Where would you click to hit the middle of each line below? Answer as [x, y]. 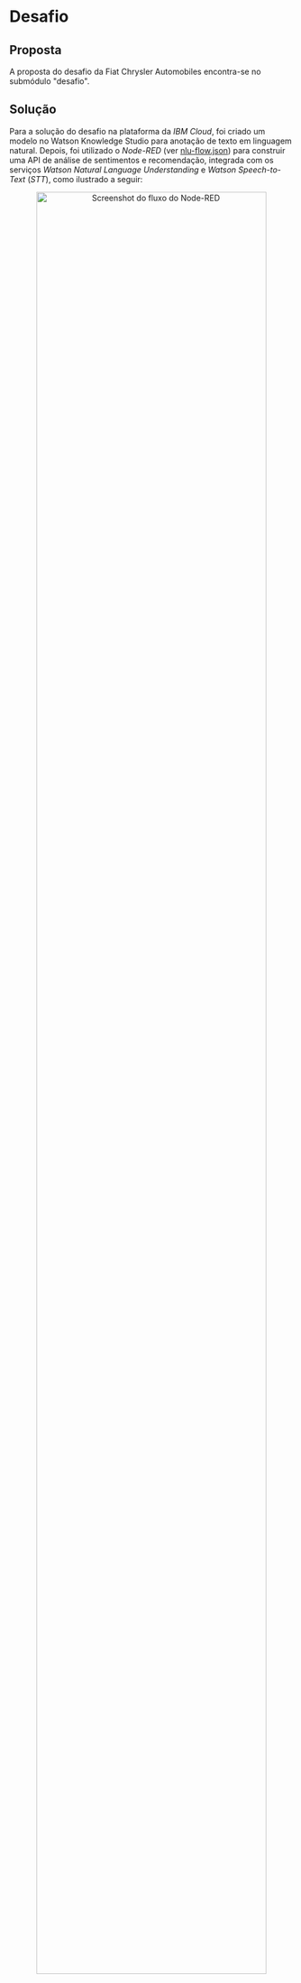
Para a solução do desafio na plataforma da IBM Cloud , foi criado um [137, 131]
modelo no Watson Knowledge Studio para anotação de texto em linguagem [151, 141]
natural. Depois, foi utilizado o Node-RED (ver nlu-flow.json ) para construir [147, 150]
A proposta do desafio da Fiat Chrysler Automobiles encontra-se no [135, 71]
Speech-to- [260, 170]
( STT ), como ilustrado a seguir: [85, 179]
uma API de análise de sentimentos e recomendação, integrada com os [141, 160]
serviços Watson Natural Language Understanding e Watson [123, 170]
